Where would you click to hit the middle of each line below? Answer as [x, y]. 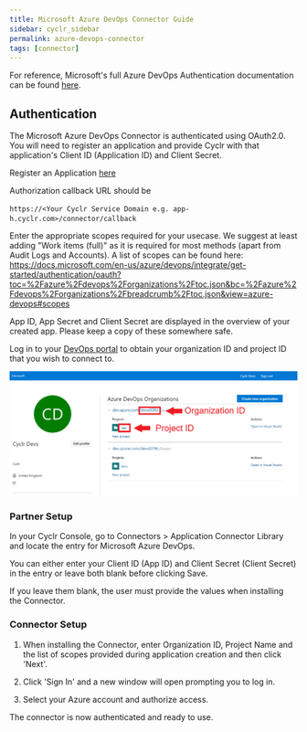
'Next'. [35, 663]
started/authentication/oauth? [65, 275]
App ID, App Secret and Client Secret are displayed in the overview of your [150, 322]
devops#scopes [40, 304]
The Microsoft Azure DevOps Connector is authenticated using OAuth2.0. [148, 136]
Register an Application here [63, 173]
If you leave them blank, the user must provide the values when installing [147, 591]
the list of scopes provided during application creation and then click [152, 654]
